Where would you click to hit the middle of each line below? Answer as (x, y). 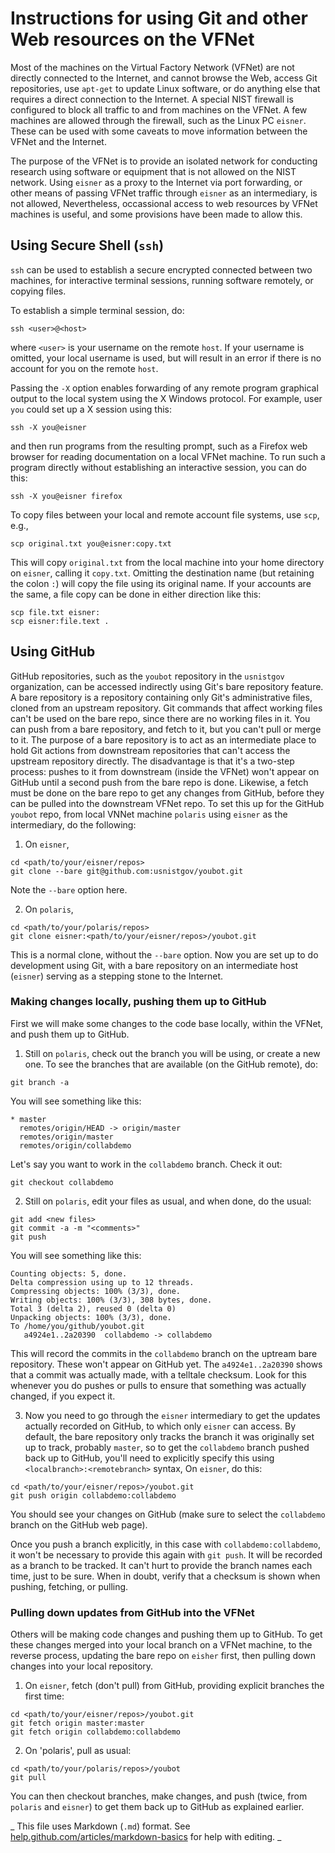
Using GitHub (53, 652)
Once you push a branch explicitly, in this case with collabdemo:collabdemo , (165, 1544)
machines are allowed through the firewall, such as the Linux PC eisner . (158, 120)
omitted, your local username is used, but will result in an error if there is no (166, 358)
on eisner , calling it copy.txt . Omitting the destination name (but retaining (162, 573)
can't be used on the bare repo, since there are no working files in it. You (160, 718)
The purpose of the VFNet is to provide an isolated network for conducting (164, 161)
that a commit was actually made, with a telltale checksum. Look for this (158, 1374)
